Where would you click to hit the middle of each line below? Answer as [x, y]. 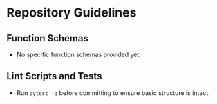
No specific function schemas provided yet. [78, 54]
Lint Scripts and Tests [54, 76]
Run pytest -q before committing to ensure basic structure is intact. [113, 93]
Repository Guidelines [72, 13]
